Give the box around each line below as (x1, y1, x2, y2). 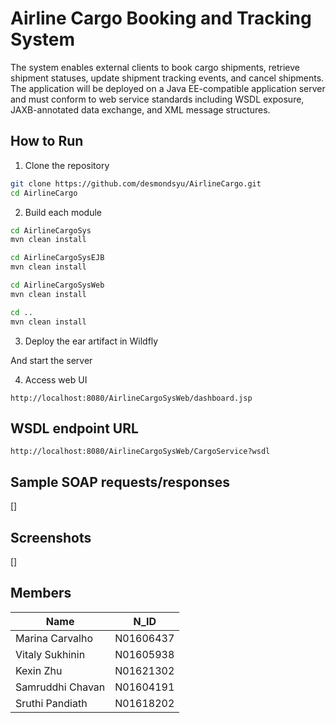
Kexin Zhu (15, 663, 63, 677)
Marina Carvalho (15, 631, 93, 645)
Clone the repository (24, 159, 110, 171)
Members (10, 585, 72, 602)
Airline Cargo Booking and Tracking (10, 7, 312, 30)
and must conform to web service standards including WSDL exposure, (10, 93, 305, 105)
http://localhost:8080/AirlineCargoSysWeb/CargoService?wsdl (10, 447, 271, 457)
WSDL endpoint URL (10, 420, 139, 437)
